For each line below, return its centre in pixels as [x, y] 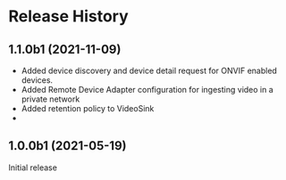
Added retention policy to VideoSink [88, 108]
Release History [68, 16]
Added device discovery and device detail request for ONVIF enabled [149, 70]
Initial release [33, 168]
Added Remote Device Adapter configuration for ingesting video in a [147, 90]
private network [50, 99]
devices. [37, 80]
